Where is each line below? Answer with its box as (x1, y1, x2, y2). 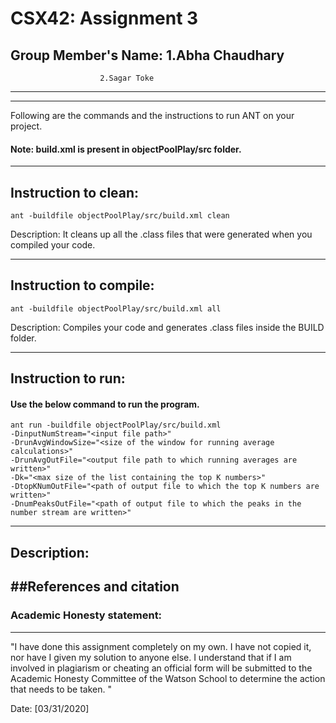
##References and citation (10, 578, 180, 596)
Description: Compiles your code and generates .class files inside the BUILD (10, 321, 325, 333)
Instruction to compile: (10, 277, 155, 294)
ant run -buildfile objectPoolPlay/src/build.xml (10, 420, 222, 431)
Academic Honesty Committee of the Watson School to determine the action (10, 672, 326, 684)
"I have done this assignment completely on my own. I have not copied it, (10, 640, 312, 652)
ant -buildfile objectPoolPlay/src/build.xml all (10, 303, 222, 314)
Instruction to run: (10, 370, 126, 387)
